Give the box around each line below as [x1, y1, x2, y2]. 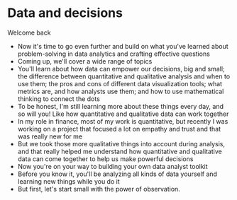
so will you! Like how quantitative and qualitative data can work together [17, 110, 229, 118]
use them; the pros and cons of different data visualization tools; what [17, 79, 222, 88]
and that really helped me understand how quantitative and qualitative [17, 147, 222, 155]
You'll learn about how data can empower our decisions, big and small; [17, 64, 225, 73]
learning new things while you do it [17, 177, 120, 185]
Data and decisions [7, 5, 123, 21]
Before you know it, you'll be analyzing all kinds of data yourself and [17, 170, 218, 178]
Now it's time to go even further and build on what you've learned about [17, 42, 228, 50]
